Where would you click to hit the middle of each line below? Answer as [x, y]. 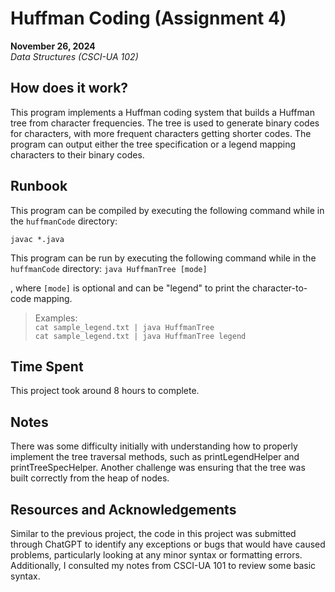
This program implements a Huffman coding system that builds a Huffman [162, 112]
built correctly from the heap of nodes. [90, 478]
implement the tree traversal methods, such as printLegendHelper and [155, 457]
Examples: [56, 318]
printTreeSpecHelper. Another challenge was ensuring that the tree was [158, 468]
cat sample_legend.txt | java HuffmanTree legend [140, 336]
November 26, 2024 [53, 46]
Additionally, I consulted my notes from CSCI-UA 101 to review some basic [163, 565]
